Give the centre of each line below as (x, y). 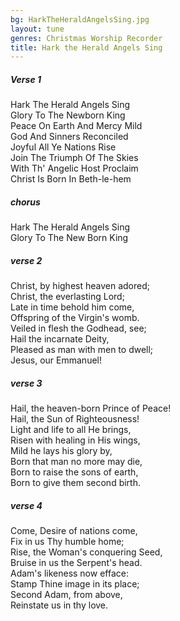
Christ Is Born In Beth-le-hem (71, 179)
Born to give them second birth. (75, 483)
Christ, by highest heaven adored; (80, 286)
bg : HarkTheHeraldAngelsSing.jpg (80, 19)
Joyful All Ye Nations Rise (63, 147)
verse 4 (26, 505)
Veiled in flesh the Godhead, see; (78, 328)
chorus (25, 202)
